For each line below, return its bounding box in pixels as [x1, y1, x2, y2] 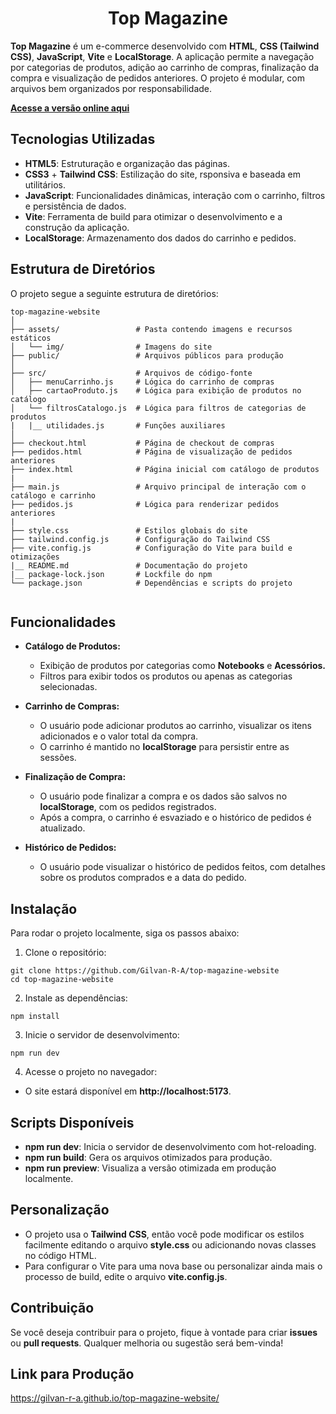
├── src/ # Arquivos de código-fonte [10, 368, 253, 378]
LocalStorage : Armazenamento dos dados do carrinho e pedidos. [24, 232, 297, 244]
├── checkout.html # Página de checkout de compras [10, 438, 275, 448]
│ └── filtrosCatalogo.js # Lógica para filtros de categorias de [10, 403, 307, 413]
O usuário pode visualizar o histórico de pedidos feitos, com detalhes [39, 861, 326, 873]
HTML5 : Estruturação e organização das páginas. [24, 157, 230, 169]
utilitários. [24, 178, 66, 191]
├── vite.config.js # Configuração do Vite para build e [10, 543, 293, 553]
